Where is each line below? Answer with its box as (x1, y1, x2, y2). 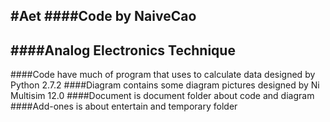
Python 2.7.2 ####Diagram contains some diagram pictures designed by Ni (10, 79, 320, 91)
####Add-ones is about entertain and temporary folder (10, 100, 238, 113)
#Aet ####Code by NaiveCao (10, 8, 197, 25)
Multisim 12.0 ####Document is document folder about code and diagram (10, 90, 315, 102)
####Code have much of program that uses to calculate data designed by (10, 69, 316, 81)
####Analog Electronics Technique (10, 42, 236, 59)
